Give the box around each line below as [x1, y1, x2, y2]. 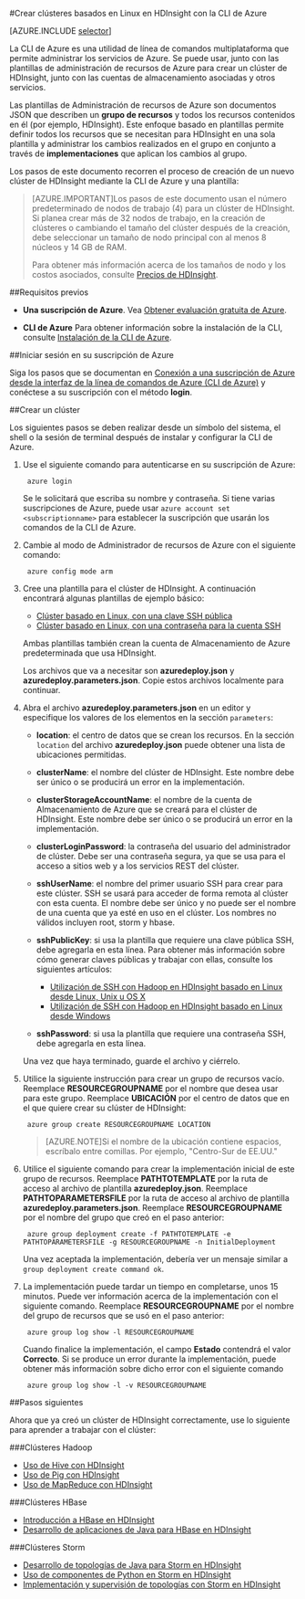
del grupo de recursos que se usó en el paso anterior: [22, 1310, 225, 1320]
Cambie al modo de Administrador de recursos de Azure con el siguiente [22, 540, 296, 551]
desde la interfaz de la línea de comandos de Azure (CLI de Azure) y [9, 377, 266, 387]
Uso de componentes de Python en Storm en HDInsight [22, 1570, 232, 1580]
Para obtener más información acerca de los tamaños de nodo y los [31, 259, 287, 270]
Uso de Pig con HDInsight [22, 1469, 120, 1480]
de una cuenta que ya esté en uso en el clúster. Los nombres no [36, 908, 278, 918]
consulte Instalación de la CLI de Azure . [22, 332, 172, 342]
